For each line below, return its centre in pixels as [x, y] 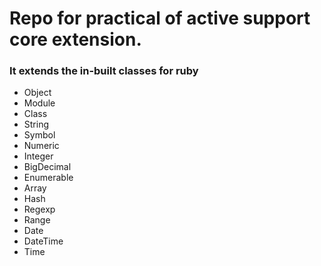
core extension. [75, 39]
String [36, 124]
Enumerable [48, 178]
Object [37, 93]
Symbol [39, 135]
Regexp [39, 209]
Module [39, 103]
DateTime [43, 241]
